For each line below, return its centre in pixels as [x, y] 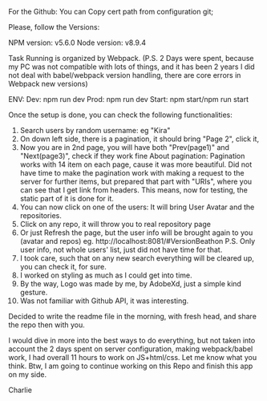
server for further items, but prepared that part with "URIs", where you [136, 181]
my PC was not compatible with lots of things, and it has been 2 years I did [131, 67]
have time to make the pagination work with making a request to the [132, 173]
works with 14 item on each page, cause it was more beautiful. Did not [136, 164]
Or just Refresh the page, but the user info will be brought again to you [136, 233]
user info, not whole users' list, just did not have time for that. [121, 249]
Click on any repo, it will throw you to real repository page [115, 224]
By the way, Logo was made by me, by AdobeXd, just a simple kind [131, 284]
